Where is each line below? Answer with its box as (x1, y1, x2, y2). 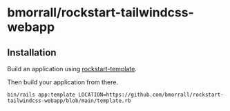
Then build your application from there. (7, 78, 119, 86)
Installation (7, 47, 57, 58)
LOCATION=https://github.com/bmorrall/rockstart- (78, 91, 224, 98)
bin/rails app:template (7, 91, 76, 98)
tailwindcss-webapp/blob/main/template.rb (7, 97, 131, 104)
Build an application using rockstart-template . (7, 65, 137, 73)
